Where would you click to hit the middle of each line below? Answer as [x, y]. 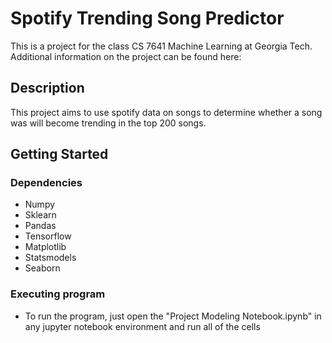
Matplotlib [45, 247]
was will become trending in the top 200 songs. [108, 123]
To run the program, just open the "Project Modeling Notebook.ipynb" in [173, 316]
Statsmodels [50, 258]
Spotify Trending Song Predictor [147, 18]
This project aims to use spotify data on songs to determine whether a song [166, 112]
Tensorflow [48, 236]
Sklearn [40, 215]
